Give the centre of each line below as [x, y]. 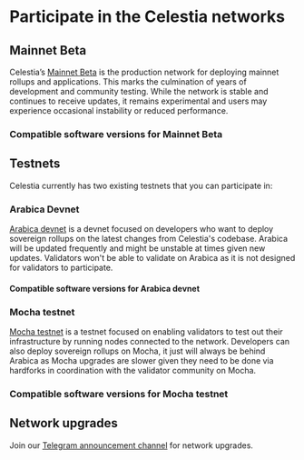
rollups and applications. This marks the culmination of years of [128, 82]
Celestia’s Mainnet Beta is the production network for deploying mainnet [144, 72]
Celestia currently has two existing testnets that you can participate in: [141, 185]
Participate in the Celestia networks [147, 17]
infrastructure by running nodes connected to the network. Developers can [150, 341]
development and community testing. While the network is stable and [139, 91]
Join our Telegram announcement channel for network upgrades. [132, 445]
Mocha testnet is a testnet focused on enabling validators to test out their [146, 331]
